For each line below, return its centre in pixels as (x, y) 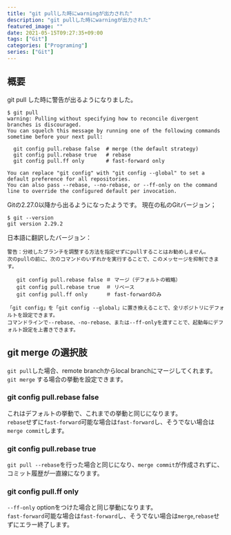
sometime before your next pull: (55, 137)
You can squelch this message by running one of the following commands (114, 131)
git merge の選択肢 (48, 353)
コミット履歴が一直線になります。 (55, 474)
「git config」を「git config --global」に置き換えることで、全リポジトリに (108, 307)
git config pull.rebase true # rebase (72, 155)
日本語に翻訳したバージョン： (49, 237)
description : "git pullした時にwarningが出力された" (79, 20)
